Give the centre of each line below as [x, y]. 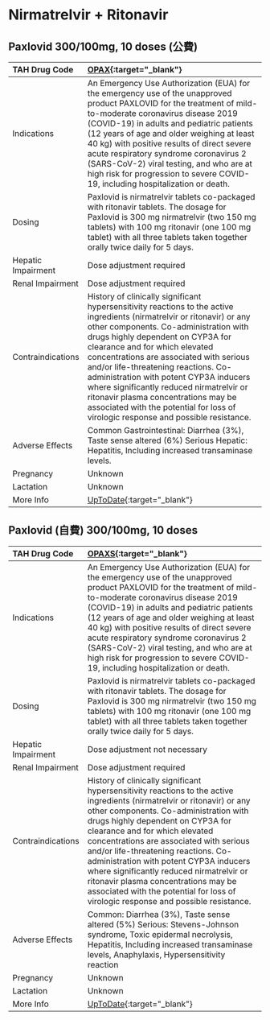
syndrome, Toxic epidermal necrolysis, [160, 934]
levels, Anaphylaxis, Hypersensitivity [156, 954]
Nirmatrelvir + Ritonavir [88, 15]
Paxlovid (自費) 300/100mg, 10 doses [103, 530]
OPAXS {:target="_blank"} [137, 553]
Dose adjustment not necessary [147, 749]
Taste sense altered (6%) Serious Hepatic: [167, 440]
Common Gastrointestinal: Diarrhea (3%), [166, 430]
